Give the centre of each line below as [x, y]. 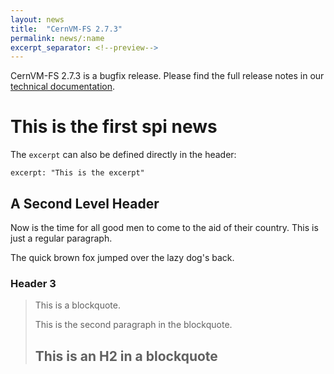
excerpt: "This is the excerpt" [77, 173]
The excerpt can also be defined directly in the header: [123, 155]
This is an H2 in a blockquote [126, 356]
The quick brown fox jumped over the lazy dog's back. [122, 257]
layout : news [37, 19]
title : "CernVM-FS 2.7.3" [66, 29]
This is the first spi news [114, 127]
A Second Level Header [85, 203]
